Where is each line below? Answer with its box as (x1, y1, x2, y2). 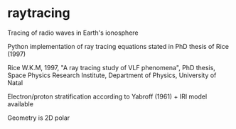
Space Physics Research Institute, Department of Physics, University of (7, 71, 217, 79)
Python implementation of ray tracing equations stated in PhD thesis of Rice (7, 42, 230, 50)
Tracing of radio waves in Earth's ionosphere (7, 28, 139, 37)
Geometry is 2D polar (7, 113, 70, 122)
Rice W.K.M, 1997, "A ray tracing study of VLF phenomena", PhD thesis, (7, 63, 215, 72)
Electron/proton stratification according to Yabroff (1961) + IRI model (7, 92, 208, 101)
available (7, 99, 34, 108)
